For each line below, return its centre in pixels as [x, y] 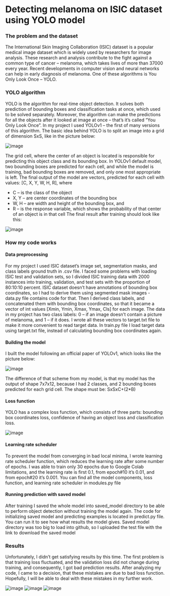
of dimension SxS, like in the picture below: [50, 136]
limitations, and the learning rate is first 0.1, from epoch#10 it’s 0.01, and [80, 472]
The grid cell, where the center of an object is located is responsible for [80, 155]
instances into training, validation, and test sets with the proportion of [78, 282]
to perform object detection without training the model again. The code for [83, 511]
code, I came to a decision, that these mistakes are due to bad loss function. [85, 573]
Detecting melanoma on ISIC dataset [84, 9]
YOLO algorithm [25, 92]
